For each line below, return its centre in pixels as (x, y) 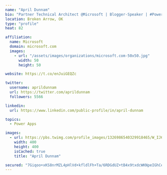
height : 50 (30, 65)
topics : (13, 119)
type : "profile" (22, 24)
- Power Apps (23, 124)
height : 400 (26, 147)
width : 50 (28, 60)
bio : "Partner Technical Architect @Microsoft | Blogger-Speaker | (77, 14)
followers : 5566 (26, 97)
